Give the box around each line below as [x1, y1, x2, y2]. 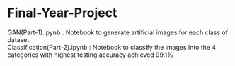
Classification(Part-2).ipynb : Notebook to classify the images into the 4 [7, 43, 217, 51]
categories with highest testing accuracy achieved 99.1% [7, 51, 173, 59]
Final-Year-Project [7, 5, 117, 21]
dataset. [7, 35, 32, 44]
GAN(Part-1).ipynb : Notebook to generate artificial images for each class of [7, 28, 229, 37]
